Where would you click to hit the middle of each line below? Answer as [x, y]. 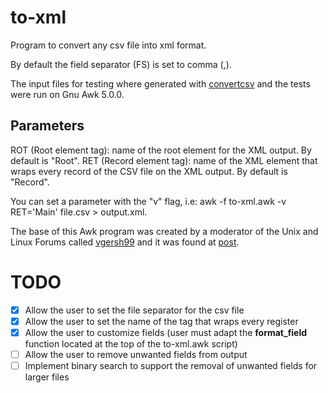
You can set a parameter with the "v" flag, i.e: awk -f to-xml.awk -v [148, 201]
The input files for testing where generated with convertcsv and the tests [160, 83]
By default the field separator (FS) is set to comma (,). [121, 64]
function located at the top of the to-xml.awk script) [131, 343]
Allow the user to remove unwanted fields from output [136, 354]
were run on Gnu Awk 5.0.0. [67, 94]
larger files [47, 377]
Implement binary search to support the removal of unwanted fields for [171, 365]
